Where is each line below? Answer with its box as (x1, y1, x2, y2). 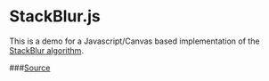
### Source (9, 62, 51, 73)
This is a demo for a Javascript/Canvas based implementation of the (9, 36, 260, 46)
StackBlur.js (9, 6, 101, 27)
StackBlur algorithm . (9, 45, 85, 55)
